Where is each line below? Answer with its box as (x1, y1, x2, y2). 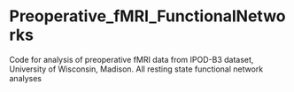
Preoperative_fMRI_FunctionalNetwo (9, 6, 286, 27)
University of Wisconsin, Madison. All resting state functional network (9, 64, 264, 74)
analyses (9, 73, 43, 83)
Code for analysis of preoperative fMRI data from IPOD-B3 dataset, (9, 54, 254, 65)
